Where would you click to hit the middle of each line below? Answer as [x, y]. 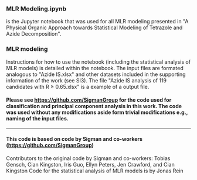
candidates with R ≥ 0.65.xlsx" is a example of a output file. [78, 86]
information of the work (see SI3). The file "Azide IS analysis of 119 [86, 80]
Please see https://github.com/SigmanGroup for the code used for [89, 100]
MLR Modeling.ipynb [36, 9]
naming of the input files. [37, 119]
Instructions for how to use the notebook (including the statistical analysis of [98, 62]
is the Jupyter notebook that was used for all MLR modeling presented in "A [97, 22]
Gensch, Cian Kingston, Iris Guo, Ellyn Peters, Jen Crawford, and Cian [90, 165]
